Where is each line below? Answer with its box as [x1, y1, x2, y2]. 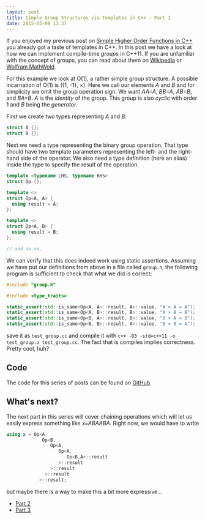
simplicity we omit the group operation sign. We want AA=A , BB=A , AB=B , [6, 88, 192, 95]
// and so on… [6, 245, 43, 252]
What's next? [6, 397, 59, 407]
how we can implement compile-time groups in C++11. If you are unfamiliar [6, 50, 195, 58]
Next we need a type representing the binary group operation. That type [6, 141, 188, 149]
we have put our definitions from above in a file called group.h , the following [6, 263, 198, 271]
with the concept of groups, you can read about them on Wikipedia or [6, 56, 182, 64]
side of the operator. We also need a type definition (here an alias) [20, 154, 188, 162]
